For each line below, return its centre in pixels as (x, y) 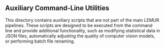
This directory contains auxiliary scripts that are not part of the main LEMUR (82, 20)
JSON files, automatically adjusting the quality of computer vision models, (80, 36)
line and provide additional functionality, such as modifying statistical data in (82, 30)
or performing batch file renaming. (40, 41)
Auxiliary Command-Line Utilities (57, 8)
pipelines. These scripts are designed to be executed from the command (79, 25)
